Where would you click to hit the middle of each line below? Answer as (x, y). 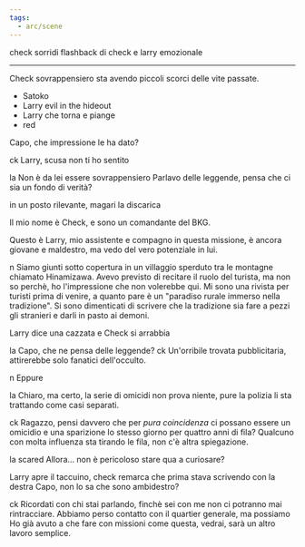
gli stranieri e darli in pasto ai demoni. (79, 315)
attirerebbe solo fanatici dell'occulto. (78, 360)
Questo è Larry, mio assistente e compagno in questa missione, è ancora (146, 239)
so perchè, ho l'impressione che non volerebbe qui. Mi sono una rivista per (149, 286)
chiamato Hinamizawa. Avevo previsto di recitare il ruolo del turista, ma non (150, 277)
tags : (20, 18)
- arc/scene (40, 26)
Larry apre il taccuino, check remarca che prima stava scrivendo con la (143, 476)
